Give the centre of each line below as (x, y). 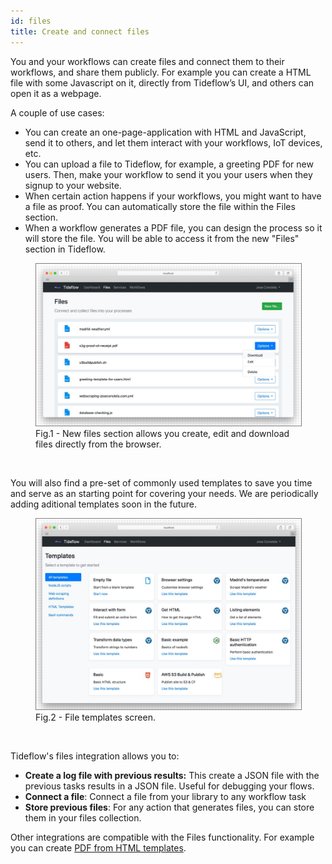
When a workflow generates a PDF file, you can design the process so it (173, 227)
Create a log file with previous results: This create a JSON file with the (172, 775)
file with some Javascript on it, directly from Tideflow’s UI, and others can (162, 82)
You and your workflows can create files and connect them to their (147, 61)
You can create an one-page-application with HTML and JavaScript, (165, 132)
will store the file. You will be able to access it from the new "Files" (162, 238)
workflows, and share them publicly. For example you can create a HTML (161, 72)
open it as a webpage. (56, 93)
